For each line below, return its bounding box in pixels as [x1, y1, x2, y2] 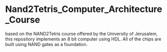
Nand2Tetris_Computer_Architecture [5, 3, 162, 15]
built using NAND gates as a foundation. [5, 41, 88, 47]
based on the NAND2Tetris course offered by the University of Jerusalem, [5, 30, 158, 36]
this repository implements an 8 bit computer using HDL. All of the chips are [5, 36, 161, 42]
